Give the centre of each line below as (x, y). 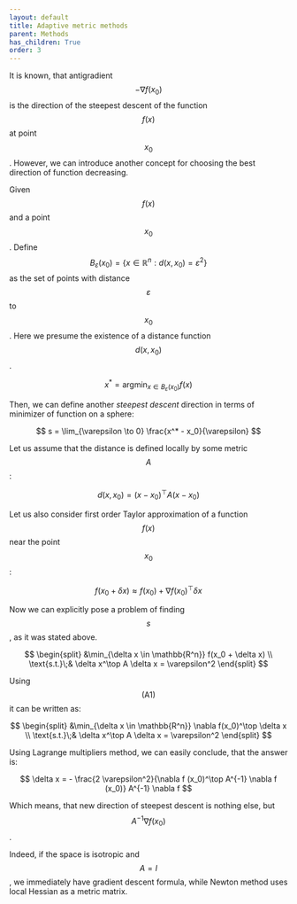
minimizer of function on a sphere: (72, 414)
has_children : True (45, 42)
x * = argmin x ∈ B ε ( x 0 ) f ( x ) (148, 385)
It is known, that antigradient (61, 75)
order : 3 (25, 51)
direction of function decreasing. (69, 172)
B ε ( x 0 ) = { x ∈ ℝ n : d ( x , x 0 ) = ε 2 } (148, 262)
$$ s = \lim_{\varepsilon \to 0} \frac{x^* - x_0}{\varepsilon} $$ (148, 432)
